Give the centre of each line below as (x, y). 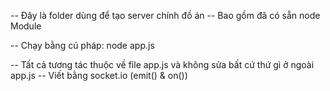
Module (26, 26)
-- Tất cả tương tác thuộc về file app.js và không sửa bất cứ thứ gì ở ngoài (162, 64)
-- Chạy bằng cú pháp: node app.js (82, 45)
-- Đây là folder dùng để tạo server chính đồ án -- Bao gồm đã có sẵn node (165, 15)
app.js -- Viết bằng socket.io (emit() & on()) (99, 75)
